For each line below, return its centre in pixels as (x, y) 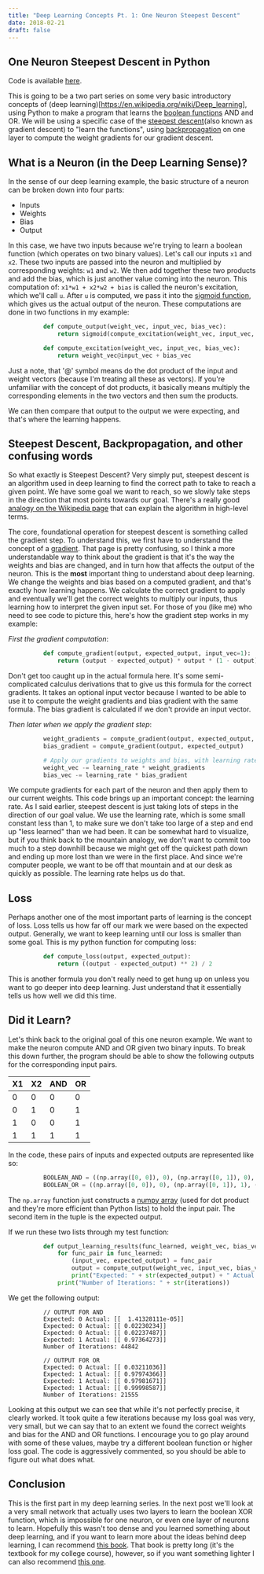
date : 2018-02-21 (37, 23)
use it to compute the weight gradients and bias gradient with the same (123, 701)
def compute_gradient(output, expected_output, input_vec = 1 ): (147, 653)
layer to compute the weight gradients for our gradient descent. (111, 138)
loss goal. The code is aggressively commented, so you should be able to (127, 1451)
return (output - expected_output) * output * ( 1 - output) (158, 661)
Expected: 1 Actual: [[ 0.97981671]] (105, 1381)
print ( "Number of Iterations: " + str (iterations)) (144, 1282)
